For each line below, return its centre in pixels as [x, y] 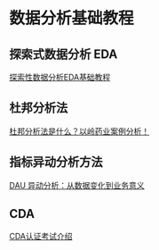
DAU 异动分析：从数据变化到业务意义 [77, 185]
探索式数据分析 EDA [64, 54]
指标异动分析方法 [56, 162]
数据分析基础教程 [72, 18]
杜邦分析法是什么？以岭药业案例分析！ [79, 131]
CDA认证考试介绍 [41, 237]
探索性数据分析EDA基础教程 [60, 77]
